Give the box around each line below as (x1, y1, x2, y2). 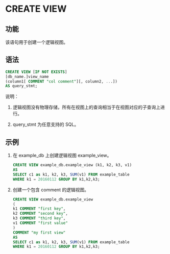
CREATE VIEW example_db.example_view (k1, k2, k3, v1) (12, 163, 132, 168)
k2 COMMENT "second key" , (12, 211, 68, 216)
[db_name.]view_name (5, 74, 50, 79)
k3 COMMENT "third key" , (12, 216, 66, 221)
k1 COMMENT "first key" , (12, 206, 66, 212)
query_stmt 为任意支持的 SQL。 (12, 121, 79, 128)
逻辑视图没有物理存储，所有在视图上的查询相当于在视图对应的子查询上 (12, 104, 161, 110)
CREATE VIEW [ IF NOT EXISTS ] (5, 69, 67, 74)
